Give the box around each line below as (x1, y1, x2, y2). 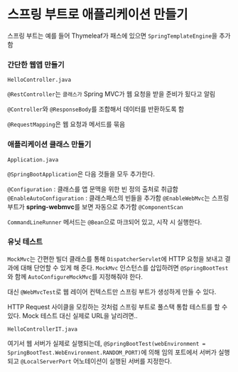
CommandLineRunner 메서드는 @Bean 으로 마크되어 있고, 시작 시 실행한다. (7, 218, 202, 226)
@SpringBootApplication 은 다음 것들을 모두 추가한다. (7, 169, 155, 178)
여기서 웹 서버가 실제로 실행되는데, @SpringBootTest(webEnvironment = (7, 339, 206, 347)
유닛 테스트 (7, 237, 43, 247)
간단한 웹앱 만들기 (7, 60, 65, 70)
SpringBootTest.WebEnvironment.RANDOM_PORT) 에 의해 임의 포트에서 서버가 (7, 348, 217, 356)
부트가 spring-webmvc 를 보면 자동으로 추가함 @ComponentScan (7, 202, 183, 211)
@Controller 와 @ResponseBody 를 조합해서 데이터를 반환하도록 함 (7, 105, 185, 114)
